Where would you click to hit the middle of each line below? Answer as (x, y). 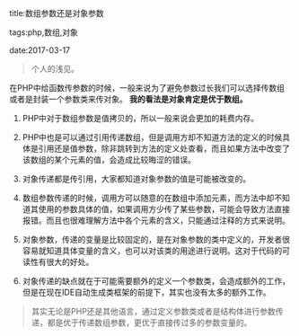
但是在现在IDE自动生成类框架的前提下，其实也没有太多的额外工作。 (147, 292)
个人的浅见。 (55, 69)
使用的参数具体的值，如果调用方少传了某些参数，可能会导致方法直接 (164, 209)
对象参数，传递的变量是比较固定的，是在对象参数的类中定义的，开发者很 (156, 239)
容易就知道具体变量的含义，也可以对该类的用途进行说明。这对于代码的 (152, 251)
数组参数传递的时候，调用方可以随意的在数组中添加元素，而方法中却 (148, 198)
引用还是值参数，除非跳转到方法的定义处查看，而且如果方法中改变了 (164, 148)
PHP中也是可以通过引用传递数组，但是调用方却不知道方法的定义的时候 (152, 137)
